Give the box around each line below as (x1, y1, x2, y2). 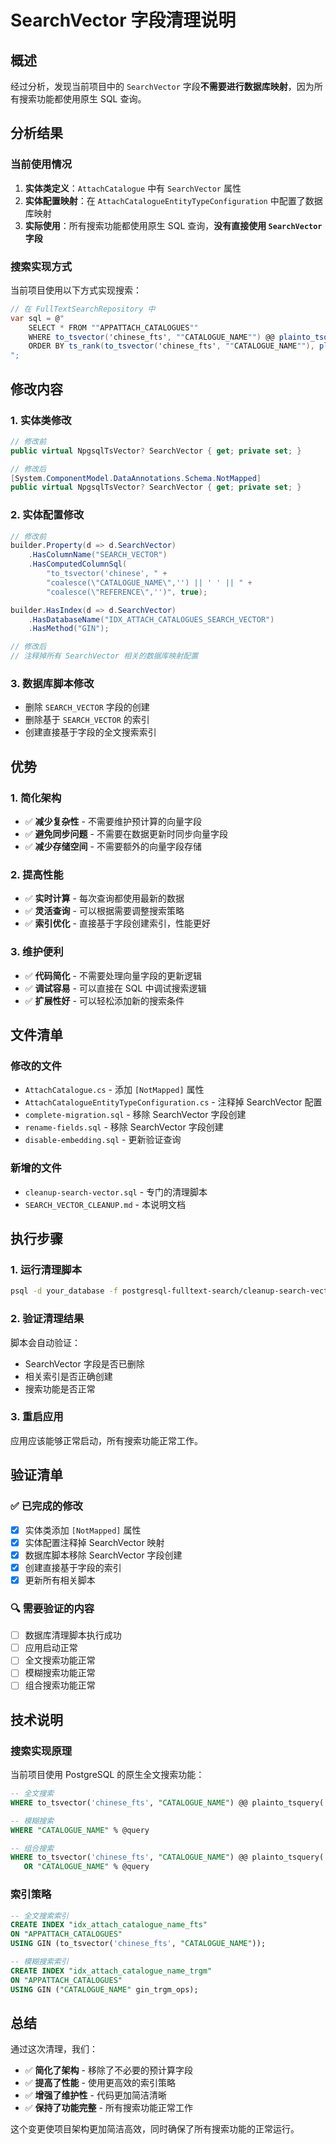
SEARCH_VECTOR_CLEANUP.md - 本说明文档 (24, 1198, 186, 1210)
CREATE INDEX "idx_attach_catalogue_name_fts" (10, 1920, 208, 1930)
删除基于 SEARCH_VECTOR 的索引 (24, 714, 150, 726)
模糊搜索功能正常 (24, 1667, 96, 1679)
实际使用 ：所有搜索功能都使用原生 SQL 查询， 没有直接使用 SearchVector (24, 219, 323, 231)
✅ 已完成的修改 (10, 1499, 83, 1513)
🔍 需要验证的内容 (10, 1601, 95, 1615)
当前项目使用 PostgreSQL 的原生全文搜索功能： (10, 1769, 205, 1781)
